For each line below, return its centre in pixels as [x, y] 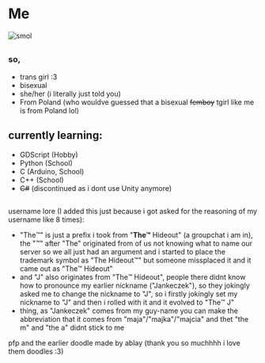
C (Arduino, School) [52, 171]
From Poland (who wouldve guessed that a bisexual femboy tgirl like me [137, 102]
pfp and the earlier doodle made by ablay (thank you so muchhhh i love [125, 342]
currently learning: [55, 136]
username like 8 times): [46, 220]
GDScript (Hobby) [49, 155]
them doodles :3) [36, 351]
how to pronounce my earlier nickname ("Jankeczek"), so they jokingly [135, 285]
